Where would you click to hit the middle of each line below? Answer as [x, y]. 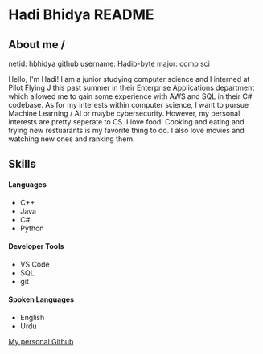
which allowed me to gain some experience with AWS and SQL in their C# [130, 96]
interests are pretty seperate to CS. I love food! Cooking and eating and [126, 122]
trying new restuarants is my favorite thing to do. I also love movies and [127, 130]
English [32, 317]
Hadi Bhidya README [81, 15]
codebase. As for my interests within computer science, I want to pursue [129, 105]
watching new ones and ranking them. [72, 139]
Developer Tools [36, 246]
